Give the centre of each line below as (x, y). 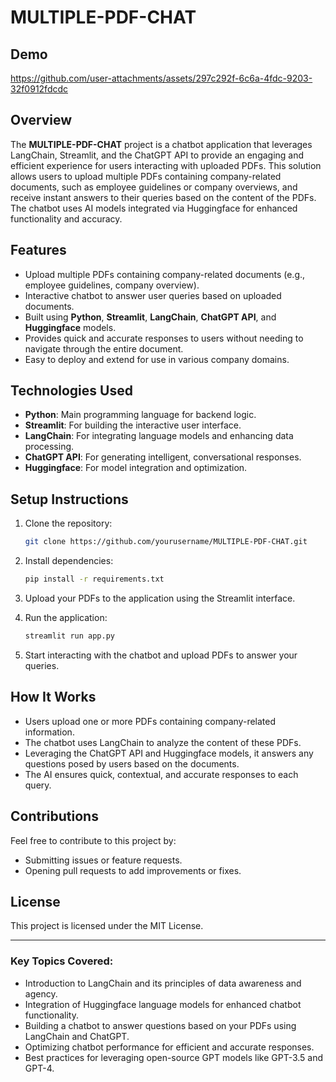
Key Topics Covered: (62, 961)
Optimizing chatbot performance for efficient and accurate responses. (169, 1047)
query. (38, 785)
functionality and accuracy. (66, 218)
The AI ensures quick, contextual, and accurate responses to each (161, 774)
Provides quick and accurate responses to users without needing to (164, 338)
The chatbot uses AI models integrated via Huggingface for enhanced (154, 208)
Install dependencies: (69, 561)
